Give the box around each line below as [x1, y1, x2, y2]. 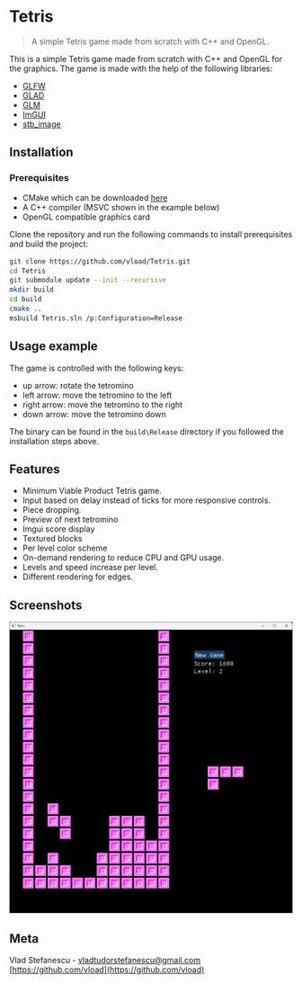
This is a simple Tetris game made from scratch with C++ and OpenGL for [9, 53, 283, 64]
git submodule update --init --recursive [9, 276, 167, 285]
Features [9, 461, 60, 477]
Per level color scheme [22, 542, 108, 554]
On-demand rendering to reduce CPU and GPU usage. [22, 552, 225, 563]
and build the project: [9, 238, 88, 249]
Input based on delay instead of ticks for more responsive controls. [22, 495, 271, 505]
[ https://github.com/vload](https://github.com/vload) [9, 964, 205, 975]
